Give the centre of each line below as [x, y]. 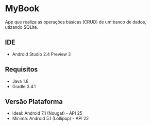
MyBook [22, 9]
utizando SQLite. [22, 27]
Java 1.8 [20, 81]
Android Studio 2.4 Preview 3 [42, 54]
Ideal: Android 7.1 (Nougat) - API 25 [47, 113]
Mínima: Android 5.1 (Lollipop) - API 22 [50, 118]
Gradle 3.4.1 [24, 86]
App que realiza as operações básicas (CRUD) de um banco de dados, [76, 22]
